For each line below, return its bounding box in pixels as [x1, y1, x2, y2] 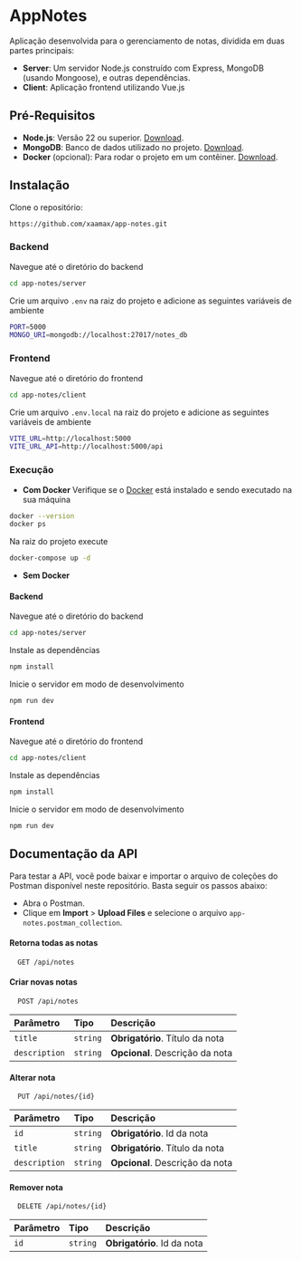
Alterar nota [9, 1072, 56, 1083]
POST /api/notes [17, 997, 79, 1006]
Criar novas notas [9, 977, 79, 987]
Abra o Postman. [22, 898, 86, 909]
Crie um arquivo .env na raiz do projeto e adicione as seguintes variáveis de [9, 295, 292, 306]
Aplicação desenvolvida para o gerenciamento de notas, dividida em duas [9, 35, 285, 46]
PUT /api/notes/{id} [17, 1093, 95, 1102]
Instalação [9, 178, 71, 193]
